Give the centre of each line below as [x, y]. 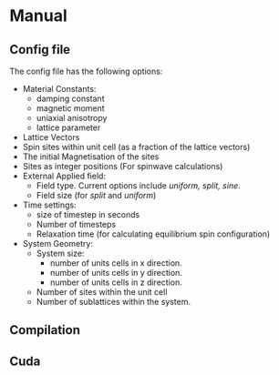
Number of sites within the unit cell [102, 292]
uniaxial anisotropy [72, 118]
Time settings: [49, 205]
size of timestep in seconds [88, 214]
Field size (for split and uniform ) [96, 195]
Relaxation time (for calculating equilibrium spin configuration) [153, 234]
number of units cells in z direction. [116, 282]
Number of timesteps [76, 224]
